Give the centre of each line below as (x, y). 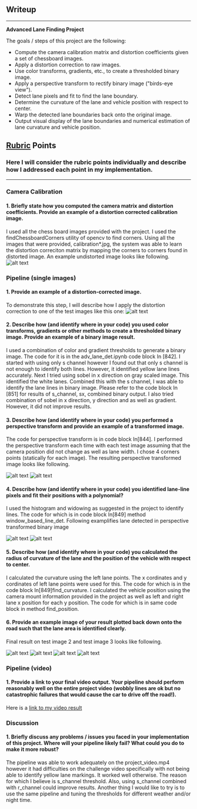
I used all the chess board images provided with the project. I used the (91, 231)
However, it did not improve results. (49, 406)
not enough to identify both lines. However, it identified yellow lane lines (93, 369)
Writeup (21, 10)
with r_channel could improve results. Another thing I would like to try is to (95, 788)
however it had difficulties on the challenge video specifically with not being (98, 769)
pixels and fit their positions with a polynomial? (65, 495)
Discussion (23, 723)
